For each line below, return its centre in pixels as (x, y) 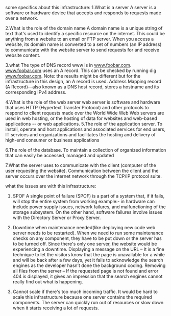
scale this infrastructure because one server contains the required (82, 297)
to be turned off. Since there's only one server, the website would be (85, 244)
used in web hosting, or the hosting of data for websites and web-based (81, 118)
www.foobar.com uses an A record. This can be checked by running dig (81, 70)
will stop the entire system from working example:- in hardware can (84, 201)
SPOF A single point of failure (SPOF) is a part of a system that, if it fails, (89, 196)
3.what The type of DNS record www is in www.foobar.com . (68, 65)
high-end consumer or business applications (52, 140)
